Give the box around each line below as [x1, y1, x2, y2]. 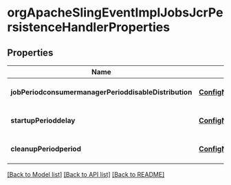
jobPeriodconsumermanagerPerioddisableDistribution [10, 87, 192, 97]
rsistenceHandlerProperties [7, 19, 170, 35]
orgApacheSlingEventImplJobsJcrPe [7, 5, 223, 21]
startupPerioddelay [10, 116, 76, 125]
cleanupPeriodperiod [10, 144, 81, 153]
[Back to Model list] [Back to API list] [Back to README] [7, 171, 165, 178]
